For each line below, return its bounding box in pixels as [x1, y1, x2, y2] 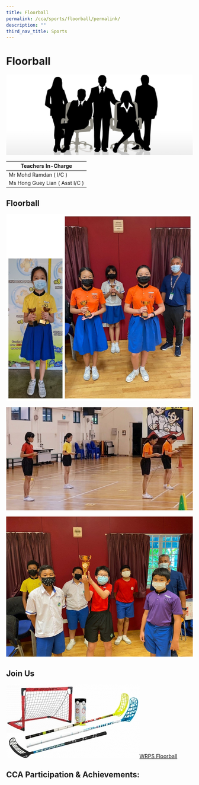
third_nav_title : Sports [6, 28, 68, 34]
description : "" [6, 22, 46, 28]
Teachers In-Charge [20, 162, 72, 170]
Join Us [6, 668, 35, 678]
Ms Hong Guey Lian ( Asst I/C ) [8, 179, 84, 186]
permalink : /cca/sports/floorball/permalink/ [6, 15, 120, 22]
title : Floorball [6, 9, 49, 15]
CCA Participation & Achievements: [6, 770, 140, 780]
